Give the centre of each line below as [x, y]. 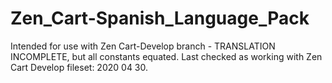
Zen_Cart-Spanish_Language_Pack [160, 18]
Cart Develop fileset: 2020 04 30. [79, 67]
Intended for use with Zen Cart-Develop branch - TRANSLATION [143, 46]
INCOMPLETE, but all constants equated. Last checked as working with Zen [166, 56]
